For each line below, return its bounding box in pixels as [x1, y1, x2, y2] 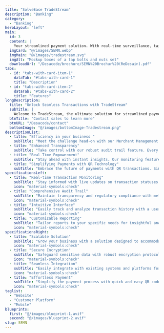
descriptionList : [5, 130, 41, 135]
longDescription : [5, 98, 41, 103]
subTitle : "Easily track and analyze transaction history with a [14, 207, 150, 212]
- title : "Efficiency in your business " [9, 134, 95, 139]
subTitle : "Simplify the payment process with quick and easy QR [14, 279, 150, 285]
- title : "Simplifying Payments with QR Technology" [9, 162, 119, 166]
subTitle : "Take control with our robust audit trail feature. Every [14, 148, 159, 153]
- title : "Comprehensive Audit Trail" [9, 188, 89, 193]
